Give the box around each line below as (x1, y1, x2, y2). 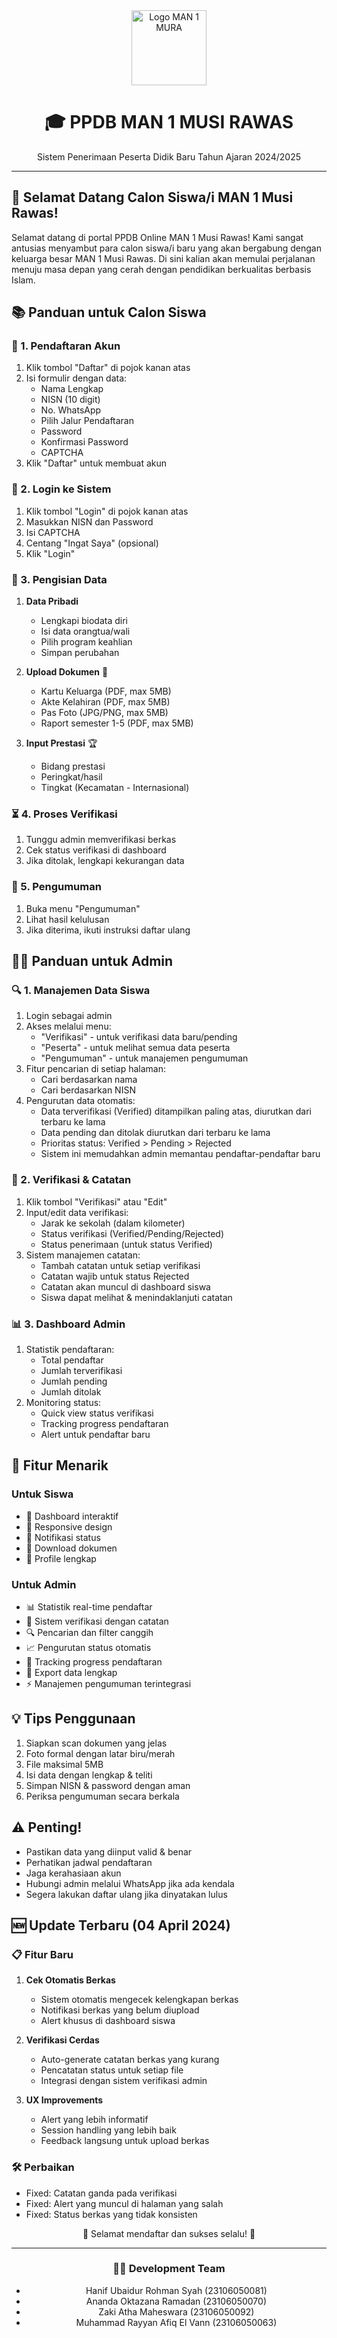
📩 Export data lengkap (25, 1666, 118, 1678)
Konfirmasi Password (40, 436, 129, 448)
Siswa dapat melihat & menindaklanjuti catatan (40, 1291, 233, 1303)
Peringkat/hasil (40, 771, 103, 783)
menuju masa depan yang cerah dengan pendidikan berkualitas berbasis (11, 263, 312, 275)
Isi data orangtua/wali (40, 625, 131, 638)
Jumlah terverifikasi (40, 1364, 123, 1376)
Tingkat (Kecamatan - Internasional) (40, 782, 190, 794)
